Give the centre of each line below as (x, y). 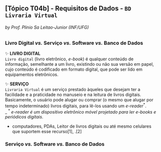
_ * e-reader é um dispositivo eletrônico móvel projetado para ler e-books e (81, 111)
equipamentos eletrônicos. (32, 74)
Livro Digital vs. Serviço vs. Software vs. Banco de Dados (74, 43)
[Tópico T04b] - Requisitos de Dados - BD (68, 9)
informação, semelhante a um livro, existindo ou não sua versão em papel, (80, 64)
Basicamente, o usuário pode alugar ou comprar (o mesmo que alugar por (79, 99)
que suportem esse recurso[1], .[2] (47, 132)
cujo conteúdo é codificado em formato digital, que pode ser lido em (74, 69)
